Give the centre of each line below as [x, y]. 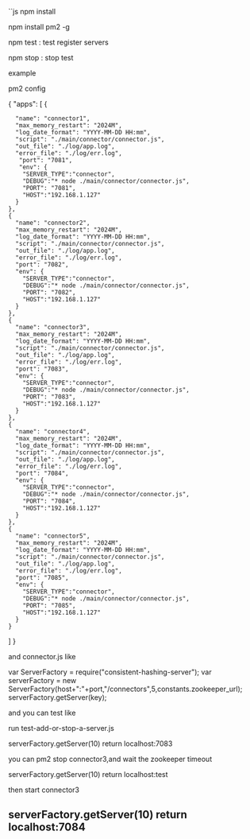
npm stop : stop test [41, 58]
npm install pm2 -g [39, 27]
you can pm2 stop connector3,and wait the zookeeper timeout [110, 759]
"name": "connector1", [53, 118]
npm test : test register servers [58, 42]
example [22, 73]
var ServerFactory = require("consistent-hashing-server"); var [110, 672]
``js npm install [32, 12]
